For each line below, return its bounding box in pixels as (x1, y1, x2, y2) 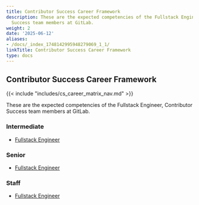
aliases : (6, 36, 28, 42)
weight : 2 (6, 25, 31, 31)
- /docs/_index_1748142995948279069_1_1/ (6, 42, 110, 48)
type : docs (6, 53, 33, 58)
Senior (6, 151, 25, 159)
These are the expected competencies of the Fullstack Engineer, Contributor (6, 102, 193, 109)
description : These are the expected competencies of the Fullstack (6, 14, 179, 20)
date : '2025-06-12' (6, 31, 54, 37)
